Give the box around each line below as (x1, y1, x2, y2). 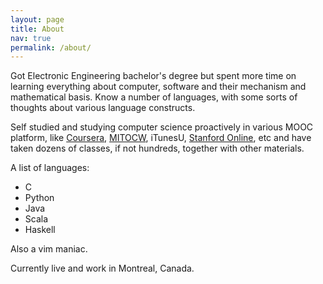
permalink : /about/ (10, 42, 92, 53)
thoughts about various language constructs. (10, 102, 196, 114)
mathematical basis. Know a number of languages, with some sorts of (10, 91, 298, 103)
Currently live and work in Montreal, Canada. (10, 262, 195, 275)
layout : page (10, 14, 65, 25)
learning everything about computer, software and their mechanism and (10, 81, 307, 93)
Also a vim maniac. (10, 243, 88, 255)
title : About (10, 24, 65, 34)
